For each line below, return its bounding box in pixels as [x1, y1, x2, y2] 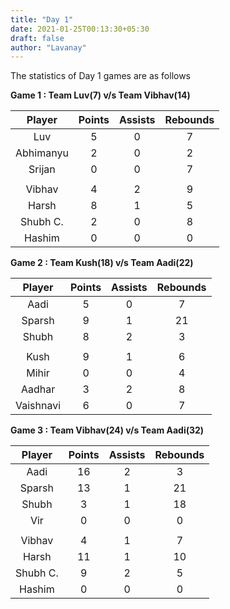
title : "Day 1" [10, 14, 74, 25]
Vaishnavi [15, 399, 62, 413]
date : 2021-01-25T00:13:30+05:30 [10, 24, 150, 34]
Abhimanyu [15, 146, 69, 160]
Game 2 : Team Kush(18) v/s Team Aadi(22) [10, 257, 194, 269]
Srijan [28, 162, 56, 176]
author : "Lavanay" [10, 42, 87, 53]
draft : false [10, 33, 65, 43]
